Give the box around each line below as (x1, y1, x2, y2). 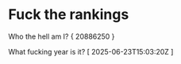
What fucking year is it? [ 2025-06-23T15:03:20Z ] (8, 47, 174, 56)
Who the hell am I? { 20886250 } (8, 32, 115, 41)
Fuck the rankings (8, 6, 129, 24)
